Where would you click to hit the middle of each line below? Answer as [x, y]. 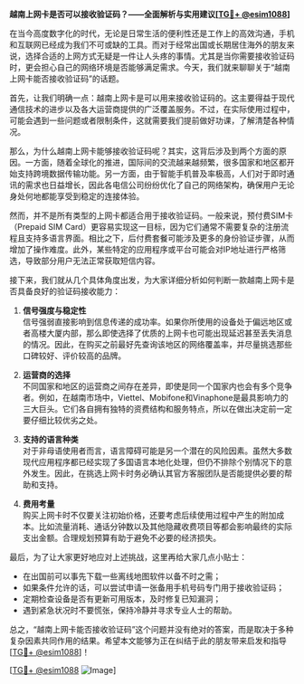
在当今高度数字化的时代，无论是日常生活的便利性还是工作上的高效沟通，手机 [152, 33]
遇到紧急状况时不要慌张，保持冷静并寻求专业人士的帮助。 [129, 610]
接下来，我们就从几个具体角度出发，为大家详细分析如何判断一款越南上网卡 [148, 280]
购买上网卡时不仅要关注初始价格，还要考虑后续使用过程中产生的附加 [149, 515]
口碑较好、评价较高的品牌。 [74, 356]
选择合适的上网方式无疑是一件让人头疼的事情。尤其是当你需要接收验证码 [160, 56]
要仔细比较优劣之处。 [62, 420]
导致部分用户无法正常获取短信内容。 [92, 261]
